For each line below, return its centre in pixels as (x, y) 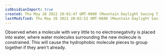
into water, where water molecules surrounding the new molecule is (73, 37)
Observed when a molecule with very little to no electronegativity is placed (80, 32)
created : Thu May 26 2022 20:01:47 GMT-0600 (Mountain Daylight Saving (79, 14)
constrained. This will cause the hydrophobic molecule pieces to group (76, 42)
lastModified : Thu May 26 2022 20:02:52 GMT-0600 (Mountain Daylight (77, 18)
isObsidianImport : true (29, 9)
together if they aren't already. (36, 48)
